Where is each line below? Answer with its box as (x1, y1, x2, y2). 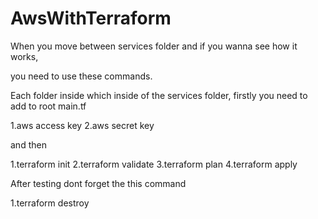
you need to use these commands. (10, 70, 153, 82)
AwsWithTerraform (10, 7, 172, 30)
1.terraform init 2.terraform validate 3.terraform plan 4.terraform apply (10, 158, 298, 170)
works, (10, 50, 39, 62)
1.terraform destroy (10, 197, 90, 209)
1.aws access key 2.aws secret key (10, 119, 155, 131)
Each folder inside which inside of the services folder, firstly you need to (10, 89, 308, 101)
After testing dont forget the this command (10, 177, 187, 189)
